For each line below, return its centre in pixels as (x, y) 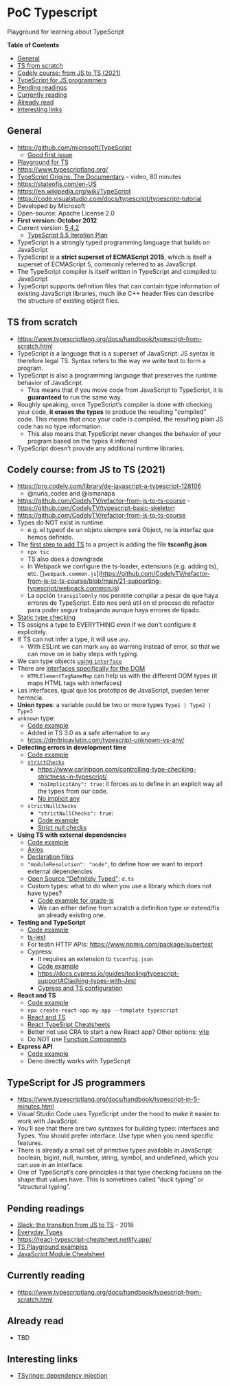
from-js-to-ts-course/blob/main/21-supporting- (94, 581)
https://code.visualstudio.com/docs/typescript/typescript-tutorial (109, 198)
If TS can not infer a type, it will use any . (73, 639)
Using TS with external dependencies (72, 835)
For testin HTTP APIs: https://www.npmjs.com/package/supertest (120, 945)
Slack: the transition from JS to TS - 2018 (75, 1225)
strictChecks (46, 763)
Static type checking (46, 617)
